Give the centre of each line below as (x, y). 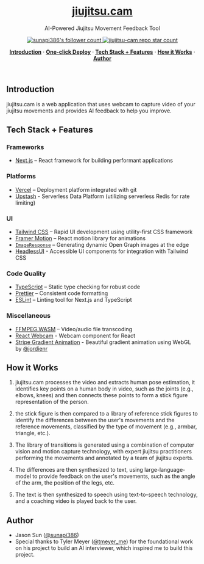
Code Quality (26, 273)
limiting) (25, 202)
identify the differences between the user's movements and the (95, 420)
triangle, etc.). (33, 433)
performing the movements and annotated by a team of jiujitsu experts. (104, 458)
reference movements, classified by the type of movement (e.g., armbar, (106, 427)
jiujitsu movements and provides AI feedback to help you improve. (89, 111)
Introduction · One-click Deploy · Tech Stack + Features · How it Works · (102, 52)
